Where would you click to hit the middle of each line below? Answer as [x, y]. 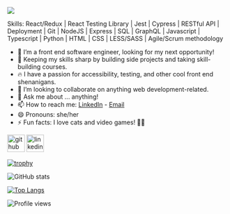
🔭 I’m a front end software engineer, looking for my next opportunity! [116, 52]
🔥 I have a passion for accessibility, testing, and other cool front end [115, 74]
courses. [55, 67]
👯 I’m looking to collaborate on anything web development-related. [113, 89]
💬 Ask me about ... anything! [58, 97]
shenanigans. [37, 82]
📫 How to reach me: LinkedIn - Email [71, 105]
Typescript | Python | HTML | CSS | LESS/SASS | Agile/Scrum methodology [115, 39]
